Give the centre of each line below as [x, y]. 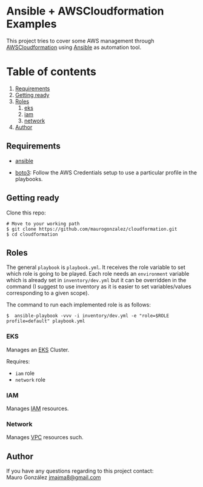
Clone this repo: [26, 213]
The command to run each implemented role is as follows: [79, 305]
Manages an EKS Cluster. [38, 350]
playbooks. [29, 179]
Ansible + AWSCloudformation [85, 11]
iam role [25, 373]
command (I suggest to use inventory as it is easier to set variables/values [99, 287]
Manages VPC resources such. [45, 437]
